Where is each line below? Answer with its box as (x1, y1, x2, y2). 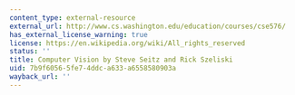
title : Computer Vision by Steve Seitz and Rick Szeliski (9, 55, 233, 64)
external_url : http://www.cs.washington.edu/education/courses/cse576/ (9, 22, 286, 31)
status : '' (9, 47, 51, 56)
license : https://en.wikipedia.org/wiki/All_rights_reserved (9, 38, 246, 48)
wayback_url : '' (9, 72, 71, 81)
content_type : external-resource (9, 13, 136, 23)
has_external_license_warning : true (9, 30, 148, 39)
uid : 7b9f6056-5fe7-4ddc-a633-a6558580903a (9, 64, 177, 73)
